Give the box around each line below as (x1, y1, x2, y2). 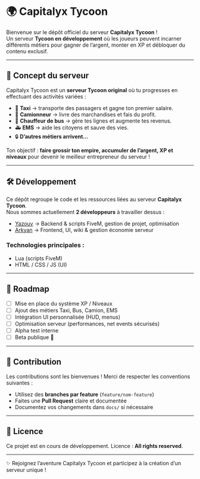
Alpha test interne (14, 327, 59, 334)
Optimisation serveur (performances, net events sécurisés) (14, 320, 160, 327)
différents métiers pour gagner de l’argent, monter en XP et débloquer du (6, 41, 186, 48)
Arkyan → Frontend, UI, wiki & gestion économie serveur (14, 226, 154, 233)
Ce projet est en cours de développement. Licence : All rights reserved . (6, 442, 183, 449)
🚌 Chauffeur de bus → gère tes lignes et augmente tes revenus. (14, 117, 172, 124)
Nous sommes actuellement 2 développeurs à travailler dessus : (6, 208, 165, 215)
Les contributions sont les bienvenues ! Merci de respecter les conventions (6, 373, 190, 380)
